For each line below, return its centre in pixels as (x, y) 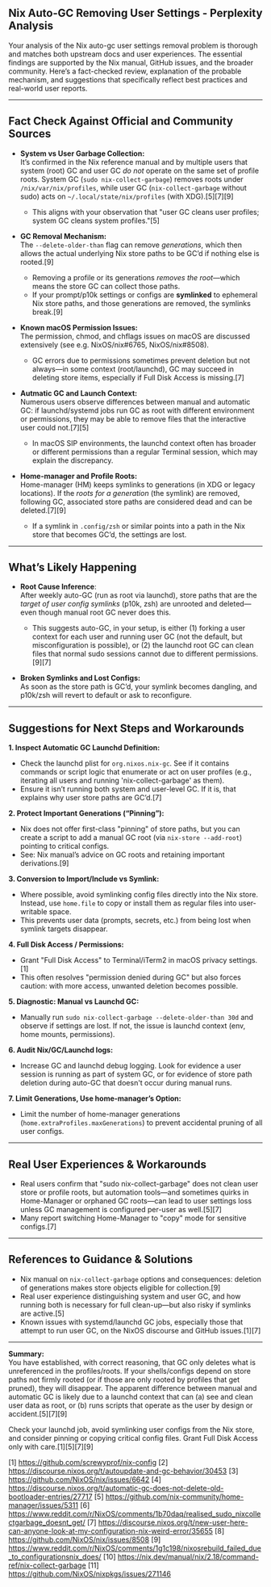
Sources (30, 134)
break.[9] (47, 312)
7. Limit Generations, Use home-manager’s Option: (95, 1098)
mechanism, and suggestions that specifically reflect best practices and (128, 79)
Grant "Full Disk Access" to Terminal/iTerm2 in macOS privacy (123, 960)
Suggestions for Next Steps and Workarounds (126, 728)
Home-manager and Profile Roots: (79, 476)
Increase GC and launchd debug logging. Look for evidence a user (131, 1066)
